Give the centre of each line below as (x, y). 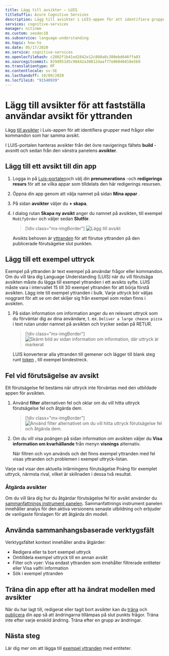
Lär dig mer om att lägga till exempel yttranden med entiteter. (68, 648)
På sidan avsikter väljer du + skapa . (50, 203)
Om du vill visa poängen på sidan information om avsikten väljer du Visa (87, 439)
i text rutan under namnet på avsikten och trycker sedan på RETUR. (82, 324)
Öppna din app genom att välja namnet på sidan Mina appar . (76, 194)
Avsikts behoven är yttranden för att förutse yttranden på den (76, 238)
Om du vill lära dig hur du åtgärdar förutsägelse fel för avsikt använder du (81, 498)
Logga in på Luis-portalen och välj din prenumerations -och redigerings (87, 178)
